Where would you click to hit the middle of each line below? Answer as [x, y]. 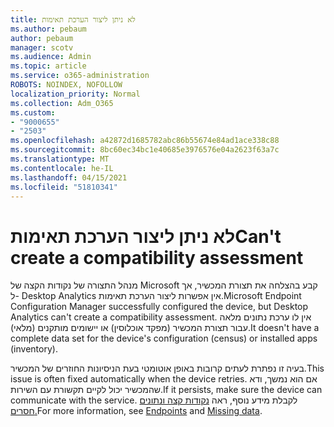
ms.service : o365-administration [80, 76]
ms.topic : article [48, 66]
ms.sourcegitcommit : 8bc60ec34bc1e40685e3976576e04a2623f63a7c [145, 150]
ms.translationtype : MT [60, 159]
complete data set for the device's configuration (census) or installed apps [164, 338]
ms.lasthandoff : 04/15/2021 [69, 177]
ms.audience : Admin [51, 57]
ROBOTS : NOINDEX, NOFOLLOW [66, 85]
